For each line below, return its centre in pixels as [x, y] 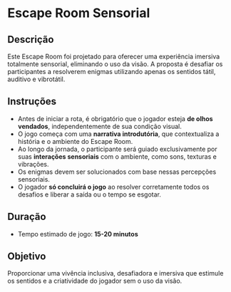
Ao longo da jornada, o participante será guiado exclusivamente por [117, 149]
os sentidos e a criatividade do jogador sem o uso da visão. [95, 281]
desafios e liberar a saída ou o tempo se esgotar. [89, 194]
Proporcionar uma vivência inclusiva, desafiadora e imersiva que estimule [115, 273]
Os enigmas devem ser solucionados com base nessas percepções [117, 172]
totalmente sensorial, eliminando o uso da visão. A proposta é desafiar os [115, 64]
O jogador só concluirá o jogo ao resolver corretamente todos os [113, 187]
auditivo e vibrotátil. [36, 79]
